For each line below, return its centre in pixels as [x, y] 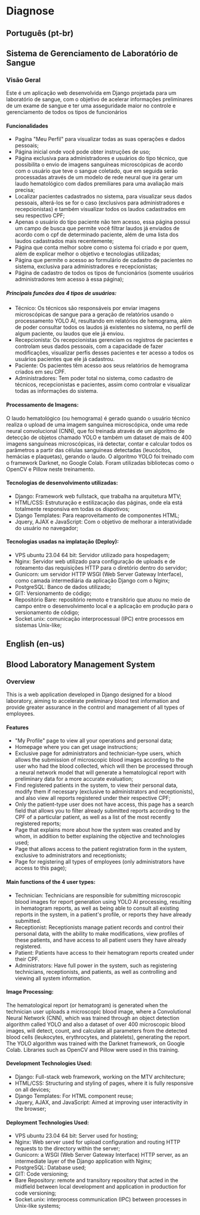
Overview [21, 681]
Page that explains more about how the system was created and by [98, 830]
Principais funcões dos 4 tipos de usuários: [61, 293]
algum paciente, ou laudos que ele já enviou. [70, 333]
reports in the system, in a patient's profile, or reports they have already [103, 914]
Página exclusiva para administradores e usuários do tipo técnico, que [101, 158]
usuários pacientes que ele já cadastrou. [65, 359]
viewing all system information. [53, 978]
